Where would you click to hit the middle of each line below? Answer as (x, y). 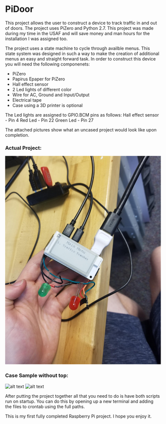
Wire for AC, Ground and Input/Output (51, 95)
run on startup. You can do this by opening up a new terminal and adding (79, 401)
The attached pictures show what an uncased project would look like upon (81, 129)
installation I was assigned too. (36, 39)
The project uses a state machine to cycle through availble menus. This (78, 48)
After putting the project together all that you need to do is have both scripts (83, 396)
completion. (17, 135)
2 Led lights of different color (42, 89)
